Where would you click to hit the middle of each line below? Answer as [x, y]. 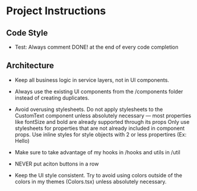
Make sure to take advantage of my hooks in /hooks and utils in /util [98, 152]
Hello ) [22, 141]
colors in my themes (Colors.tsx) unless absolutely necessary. [91, 182]
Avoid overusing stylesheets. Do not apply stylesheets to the [89, 109]
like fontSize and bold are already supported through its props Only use [102, 122]
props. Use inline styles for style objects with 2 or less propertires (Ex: [101, 134]
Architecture [30, 66]
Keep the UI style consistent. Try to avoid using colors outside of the [99, 175]
